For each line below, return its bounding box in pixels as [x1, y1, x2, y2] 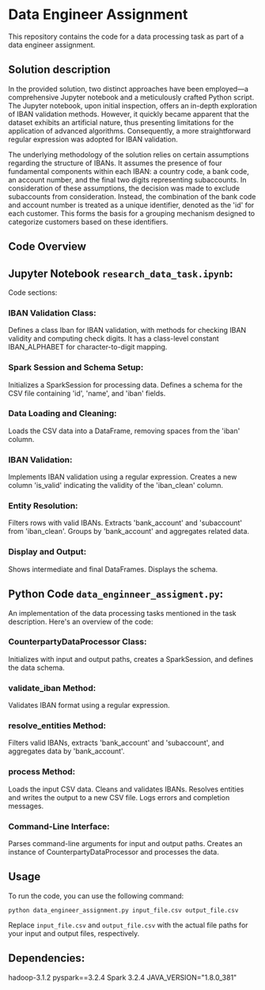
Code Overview [8, 240, 87, 254]
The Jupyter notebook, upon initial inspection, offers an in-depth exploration [8, 100, 257, 110]
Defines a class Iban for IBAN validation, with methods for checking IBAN [8, 326, 247, 335]
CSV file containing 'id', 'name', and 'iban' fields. [8, 388, 166, 398]
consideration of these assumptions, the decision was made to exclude [8, 183, 240, 193]
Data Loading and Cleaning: [8, 408, 117, 419]
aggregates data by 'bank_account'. [8, 746, 125, 756]
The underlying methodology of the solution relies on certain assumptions [8, 149, 249, 159]
